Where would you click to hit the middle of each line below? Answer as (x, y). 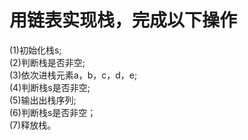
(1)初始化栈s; (35, 50)
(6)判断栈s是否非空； (53, 112)
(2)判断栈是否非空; (47, 62)
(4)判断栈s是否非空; (50, 87)
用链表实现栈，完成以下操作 (123, 20)
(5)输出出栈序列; (43, 100)
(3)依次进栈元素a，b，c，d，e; (73, 75)
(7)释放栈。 (33, 125)
